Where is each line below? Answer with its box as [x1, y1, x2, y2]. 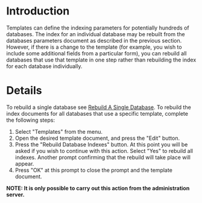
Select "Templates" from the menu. [14, 128, 103, 135]
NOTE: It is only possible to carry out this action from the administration [6, 184, 190, 192]
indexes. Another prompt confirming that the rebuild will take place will [14, 154, 191, 161]
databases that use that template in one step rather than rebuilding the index [6, 56, 197, 63]
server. [6, 191, 25, 198]
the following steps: [6, 116, 55, 123]
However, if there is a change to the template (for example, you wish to [6, 43, 182, 51]
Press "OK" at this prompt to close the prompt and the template [14, 166, 173, 173]
